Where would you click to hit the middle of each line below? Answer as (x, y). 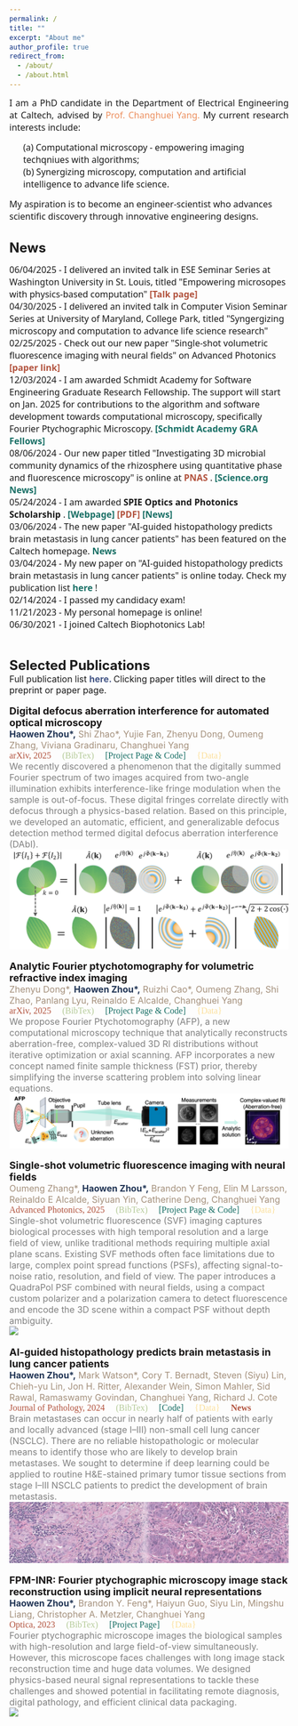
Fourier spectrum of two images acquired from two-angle (129, 777)
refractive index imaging (68, 978)
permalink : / (33, 19)
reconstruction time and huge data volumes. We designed (130, 1669)
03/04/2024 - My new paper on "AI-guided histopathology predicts (146, 563)
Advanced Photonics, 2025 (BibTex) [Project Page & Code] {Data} (143, 1210)
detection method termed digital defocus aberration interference (144, 833)
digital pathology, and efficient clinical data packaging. (123, 1702)
